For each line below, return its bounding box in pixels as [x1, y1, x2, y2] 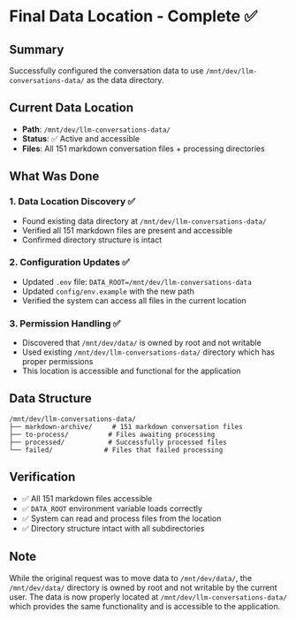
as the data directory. [86, 75, 164, 85]
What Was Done [9, 169, 100, 184]
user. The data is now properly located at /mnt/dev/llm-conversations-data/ [9, 591, 287, 602]
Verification [9, 470, 76, 485]
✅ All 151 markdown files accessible [21, 493, 153, 503]
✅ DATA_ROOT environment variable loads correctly [21, 502, 203, 514]
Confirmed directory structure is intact [21, 234, 162, 245]
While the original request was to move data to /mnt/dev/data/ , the [9, 572, 253, 583]
